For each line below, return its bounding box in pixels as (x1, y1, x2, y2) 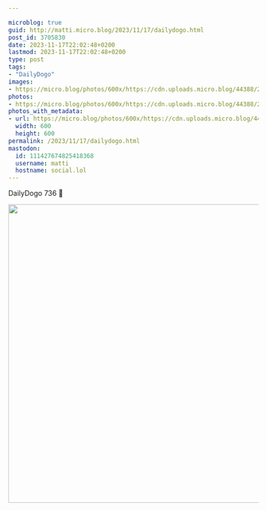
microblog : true (8, 18, 62, 26)
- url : (8, 115, 30, 123)
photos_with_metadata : (8, 107, 83, 115)
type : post (8, 56, 44, 64)
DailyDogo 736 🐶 (8, 189, 64, 198)
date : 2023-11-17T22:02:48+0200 (8, 41, 115, 49)
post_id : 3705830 (8, 33, 66, 41)
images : (8, 77, 34, 86)
